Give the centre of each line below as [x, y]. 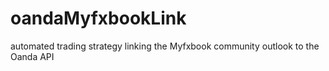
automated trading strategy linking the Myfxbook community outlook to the [165, 46]
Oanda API [32, 56]
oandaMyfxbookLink [98, 18]
